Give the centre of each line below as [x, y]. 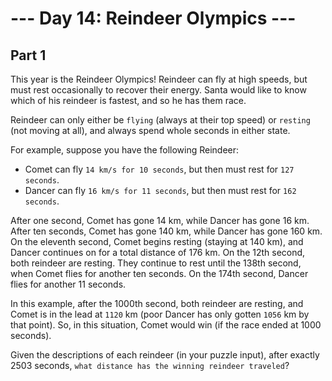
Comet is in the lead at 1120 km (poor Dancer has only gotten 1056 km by [160, 314]
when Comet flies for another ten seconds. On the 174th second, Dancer [159, 273]
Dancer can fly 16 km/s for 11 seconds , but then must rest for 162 [160, 190]
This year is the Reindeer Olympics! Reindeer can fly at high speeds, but [159, 79]
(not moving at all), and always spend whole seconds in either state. [150, 130]
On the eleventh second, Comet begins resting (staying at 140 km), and [157, 241]
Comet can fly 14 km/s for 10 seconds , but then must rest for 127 [159, 169]
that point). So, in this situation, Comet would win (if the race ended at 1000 [166, 325]
